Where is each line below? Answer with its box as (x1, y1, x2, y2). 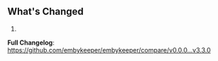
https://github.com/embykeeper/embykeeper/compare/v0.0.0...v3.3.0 (7, 45, 211, 54)
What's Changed (7, 6, 84, 18)
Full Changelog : (7, 38, 55, 47)
